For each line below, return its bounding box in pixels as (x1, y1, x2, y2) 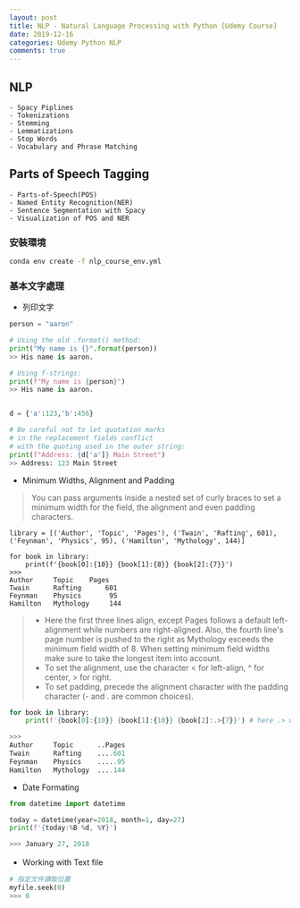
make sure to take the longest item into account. (44, 652, 222, 663)
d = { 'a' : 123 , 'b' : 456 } (9, 409, 94, 419)
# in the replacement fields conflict (9, 434, 154, 443)
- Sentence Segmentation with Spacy (9, 206, 146, 215)
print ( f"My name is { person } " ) (9, 377, 126, 386)
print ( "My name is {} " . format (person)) (9, 344, 158, 353)
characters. (30, 511, 74, 522)
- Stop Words (9, 134, 58, 143)
